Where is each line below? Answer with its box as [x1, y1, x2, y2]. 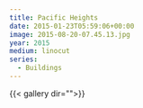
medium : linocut [9, 47, 70, 56]
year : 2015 [9, 38, 50, 48]
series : [9, 55, 39, 64]
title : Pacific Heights [9, 13, 99, 22]
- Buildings [17, 64, 63, 73]
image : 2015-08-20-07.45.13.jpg [9, 30, 130, 39]
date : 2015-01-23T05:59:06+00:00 [9, 22, 135, 31]
